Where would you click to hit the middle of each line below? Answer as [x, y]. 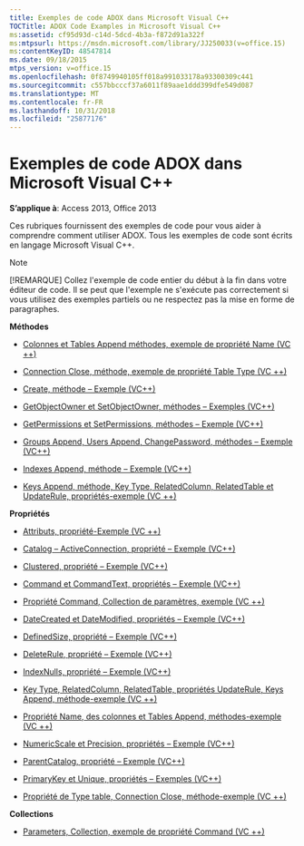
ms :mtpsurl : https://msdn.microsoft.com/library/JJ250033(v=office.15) [147, 43]
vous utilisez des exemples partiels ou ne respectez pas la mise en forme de [152, 299]
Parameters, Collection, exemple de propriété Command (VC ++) [143, 831]
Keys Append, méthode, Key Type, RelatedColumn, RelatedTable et [148, 487]
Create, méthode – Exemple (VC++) [89, 389]
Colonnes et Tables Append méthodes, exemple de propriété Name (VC [157, 345]
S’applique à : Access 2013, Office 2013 [83, 209]
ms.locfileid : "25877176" [58, 119]
